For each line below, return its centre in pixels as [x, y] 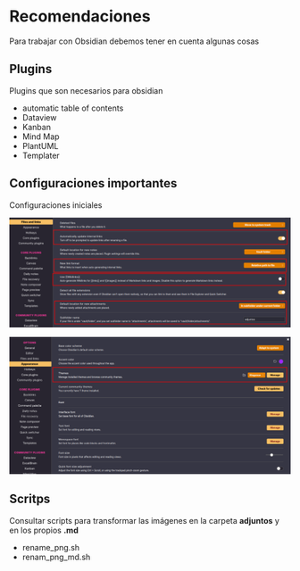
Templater [41, 155]
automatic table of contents [73, 108]
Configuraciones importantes [93, 183]
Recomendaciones [80, 17]
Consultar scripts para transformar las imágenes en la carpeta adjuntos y [144, 520]
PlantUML [40, 145]
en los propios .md [44, 530]
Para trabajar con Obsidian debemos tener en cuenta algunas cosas [134, 41]
